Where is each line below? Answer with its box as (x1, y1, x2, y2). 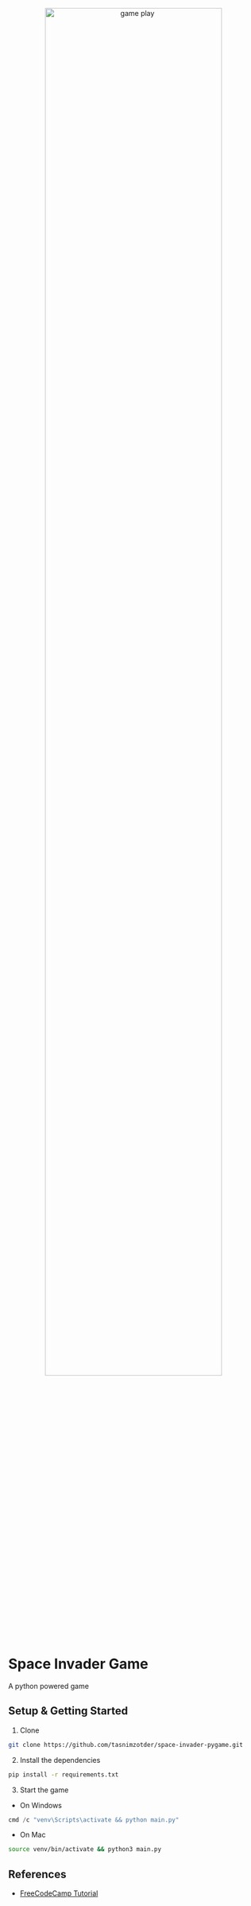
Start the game (19, 1785, 69, 1795)
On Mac (19, 1830, 46, 1840)
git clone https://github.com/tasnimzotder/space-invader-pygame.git (8, 1741, 244, 1749)
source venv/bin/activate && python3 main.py (8, 1846, 161, 1854)
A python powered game (8, 1681, 90, 1691)
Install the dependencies (19, 1755, 101, 1764)
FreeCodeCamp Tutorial (19, 1889, 98, 1898)
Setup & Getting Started (8, 1704, 129, 1718)
